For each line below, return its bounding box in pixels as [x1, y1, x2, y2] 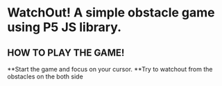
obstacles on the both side [7, 72, 83, 80]
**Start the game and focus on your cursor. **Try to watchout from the [7, 65, 213, 73]
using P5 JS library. [7, 19, 122, 35]
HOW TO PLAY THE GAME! [7, 47, 125, 58]
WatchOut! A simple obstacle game [7, 5, 215, 21]
